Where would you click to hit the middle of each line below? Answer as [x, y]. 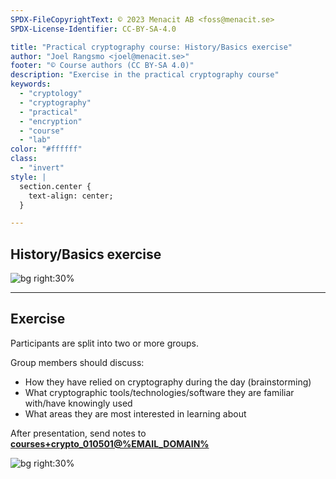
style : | [28, 177]
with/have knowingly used [78, 403]
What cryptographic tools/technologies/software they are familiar [159, 392]
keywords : [31, 84]
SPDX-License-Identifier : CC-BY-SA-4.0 [93, 29]
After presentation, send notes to [78, 433]
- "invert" [42, 168]
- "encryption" [51, 121]
